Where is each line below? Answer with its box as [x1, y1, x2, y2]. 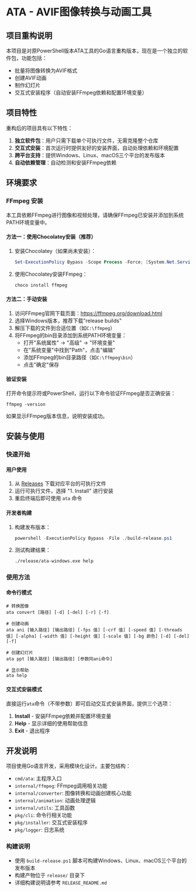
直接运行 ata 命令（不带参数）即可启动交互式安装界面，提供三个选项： [6, 700, 173, 707]
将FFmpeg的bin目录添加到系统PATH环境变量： [14, 332, 127, 339]
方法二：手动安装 [6, 296, 47, 303]
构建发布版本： [14, 523, 51, 531]
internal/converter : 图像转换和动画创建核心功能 [14, 790, 132, 797]
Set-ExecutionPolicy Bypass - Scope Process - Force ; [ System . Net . [14, 259, 177, 265]
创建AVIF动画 [14, 75, 47, 81]
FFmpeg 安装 [6, 197, 43, 205]
